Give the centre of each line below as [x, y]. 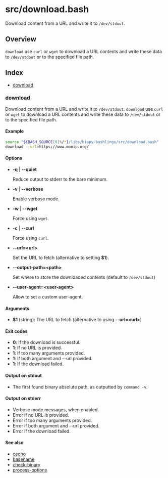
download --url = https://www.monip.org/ [47, 147]
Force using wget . [31, 219]
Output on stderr [23, 399]
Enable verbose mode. [36, 199]
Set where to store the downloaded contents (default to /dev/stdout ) [84, 277]
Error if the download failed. [41, 431]
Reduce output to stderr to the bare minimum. [60, 179]
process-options [30, 470]
